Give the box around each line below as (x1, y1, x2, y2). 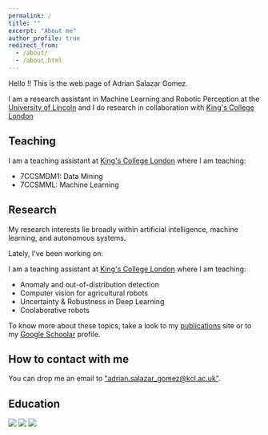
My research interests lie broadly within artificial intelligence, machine (8, 224, 238, 234)
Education (8, 396, 61, 410)
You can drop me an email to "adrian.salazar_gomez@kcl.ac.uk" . (8, 374, 222, 384)
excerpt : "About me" (8, 26, 78, 35)
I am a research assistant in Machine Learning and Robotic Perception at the (8, 94, 260, 104)
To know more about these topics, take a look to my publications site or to (8, 320, 252, 330)
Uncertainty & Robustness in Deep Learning (19, 296, 165, 306)
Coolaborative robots (19, 305, 90, 315)
